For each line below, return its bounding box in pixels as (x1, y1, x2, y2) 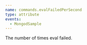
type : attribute (5, 12, 39, 17)
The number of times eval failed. (5, 35, 72, 41)
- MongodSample (10, 21, 42, 26)
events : (5, 16, 22, 21)
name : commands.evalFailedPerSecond (5, 7, 82, 12)
